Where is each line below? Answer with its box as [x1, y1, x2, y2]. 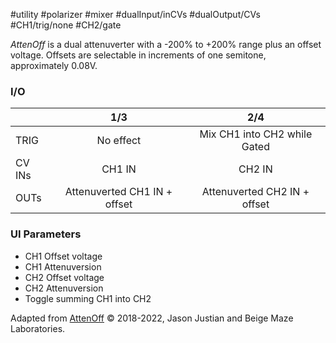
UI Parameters [10, 227, 82, 241]
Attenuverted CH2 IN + [201, 185, 310, 199]
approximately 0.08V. [10, 60, 98, 71]
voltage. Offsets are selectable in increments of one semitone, [10, 49, 267, 61]
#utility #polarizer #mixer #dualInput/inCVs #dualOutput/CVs [10, 9, 261, 20]
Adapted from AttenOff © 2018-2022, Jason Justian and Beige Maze [10, 312, 294, 324]
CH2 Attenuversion [24, 282, 104, 294]
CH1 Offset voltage [24, 250, 103, 262]
